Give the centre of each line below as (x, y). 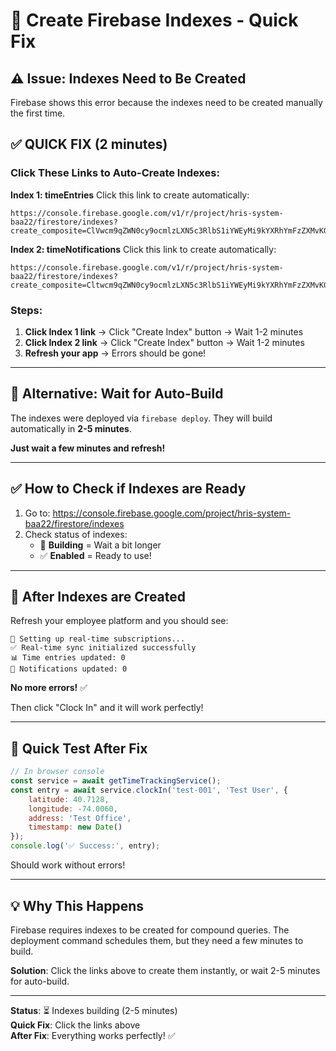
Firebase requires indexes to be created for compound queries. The (150, 930)
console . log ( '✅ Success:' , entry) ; (85, 846)
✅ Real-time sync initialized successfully (103, 648)
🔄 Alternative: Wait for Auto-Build (117, 394)
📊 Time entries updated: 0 (68, 658)
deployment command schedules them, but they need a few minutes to (157, 940)
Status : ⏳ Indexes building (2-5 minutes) (94, 1010)
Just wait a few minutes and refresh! (88, 448)
